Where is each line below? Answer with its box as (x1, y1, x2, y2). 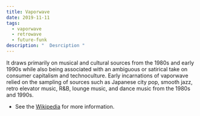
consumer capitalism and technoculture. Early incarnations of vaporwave (6, 72, 189, 79)
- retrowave (11, 31, 42, 37)
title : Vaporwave (6, 8, 50, 15)
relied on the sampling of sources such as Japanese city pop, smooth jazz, (6, 78, 193, 85)
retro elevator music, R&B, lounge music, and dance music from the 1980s (6, 85, 190, 92)
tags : (6, 20, 20, 26)
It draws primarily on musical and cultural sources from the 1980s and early (6, 59, 195, 66)
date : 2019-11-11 (6, 14, 50, 21)
